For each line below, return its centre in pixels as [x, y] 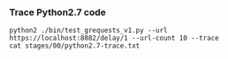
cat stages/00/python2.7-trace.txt [75, 46]
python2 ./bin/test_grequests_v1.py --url [88, 31]
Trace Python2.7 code [57, 12]
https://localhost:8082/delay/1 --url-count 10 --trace [114, 38]
